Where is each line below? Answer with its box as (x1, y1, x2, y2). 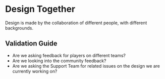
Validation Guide (5, 39, 58, 48)
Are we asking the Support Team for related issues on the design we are (12, 63, 160, 69)
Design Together (5, 3, 75, 15)
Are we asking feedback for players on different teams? (12, 52, 126, 58)
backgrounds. (5, 25, 34, 31)
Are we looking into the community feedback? (12, 58, 107, 64)
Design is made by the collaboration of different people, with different (5, 20, 147, 26)
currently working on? (12, 68, 57, 74)
